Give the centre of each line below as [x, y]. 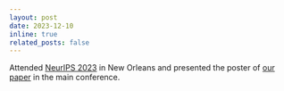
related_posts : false [50, 42]
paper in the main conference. [65, 78]
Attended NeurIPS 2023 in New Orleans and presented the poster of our [142, 68]
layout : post [33, 17]
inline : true [33, 34]
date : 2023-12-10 [42, 26]
